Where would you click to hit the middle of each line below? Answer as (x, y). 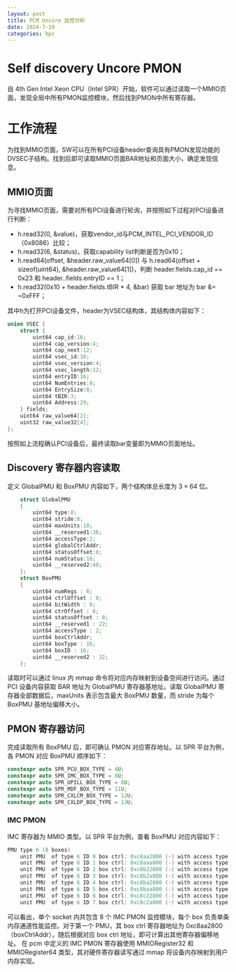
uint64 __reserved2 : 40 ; (67, 565)
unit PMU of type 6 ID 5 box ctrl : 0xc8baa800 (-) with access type (124, 889)
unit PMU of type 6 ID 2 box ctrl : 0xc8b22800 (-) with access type (124, 870)
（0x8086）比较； (44, 242)
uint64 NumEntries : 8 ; (64, 383)
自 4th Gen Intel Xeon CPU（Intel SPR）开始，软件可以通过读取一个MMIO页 (117, 89)
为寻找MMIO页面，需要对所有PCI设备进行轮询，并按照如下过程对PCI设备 (113, 210)
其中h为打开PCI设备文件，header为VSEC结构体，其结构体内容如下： (107, 311)
